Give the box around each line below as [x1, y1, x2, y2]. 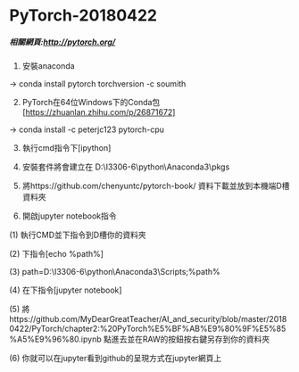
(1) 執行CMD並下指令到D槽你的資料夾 [9, 229, 146, 241]
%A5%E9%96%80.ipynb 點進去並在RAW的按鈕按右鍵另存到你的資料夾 [9, 334, 270, 344]
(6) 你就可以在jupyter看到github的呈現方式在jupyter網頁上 [9, 353, 222, 364]
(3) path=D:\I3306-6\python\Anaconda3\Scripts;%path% [9, 267, 220, 277]
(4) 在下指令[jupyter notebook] [9, 285, 122, 295]
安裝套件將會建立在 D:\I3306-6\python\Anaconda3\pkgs [21, 161, 230, 172]
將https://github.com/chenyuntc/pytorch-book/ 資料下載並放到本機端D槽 [21, 180, 290, 192]
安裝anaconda [21, 61, 75, 71]
